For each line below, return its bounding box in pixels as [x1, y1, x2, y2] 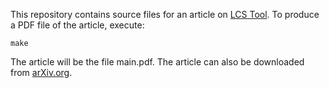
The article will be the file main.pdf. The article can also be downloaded [10, 56, 305, 68]
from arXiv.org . [10, 67, 73, 78]
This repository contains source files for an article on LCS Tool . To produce [10, 9, 320, 20]
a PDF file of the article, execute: [10, 19, 145, 31]
